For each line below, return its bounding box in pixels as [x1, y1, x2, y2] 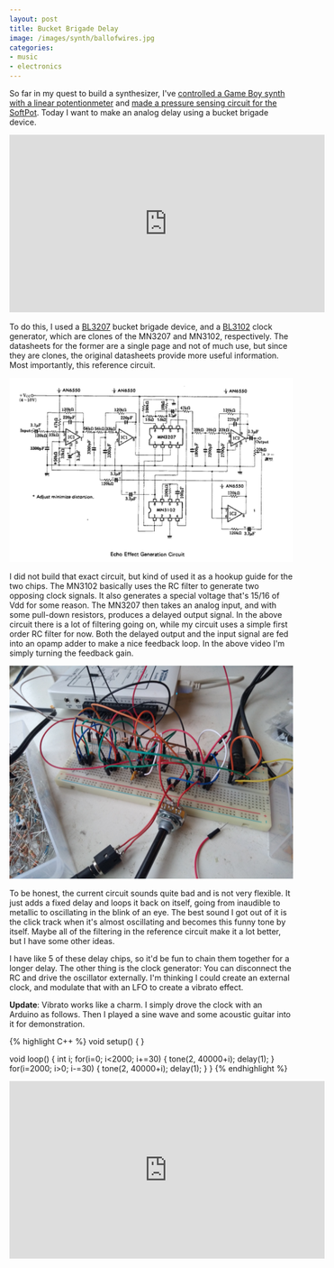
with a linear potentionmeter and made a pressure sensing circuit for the [9, 97, 277, 108]
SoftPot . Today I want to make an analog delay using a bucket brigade [9, 107, 269, 117]
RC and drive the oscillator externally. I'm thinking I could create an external [9, 972, 290, 983]
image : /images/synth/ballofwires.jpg [9, 33, 155, 42]
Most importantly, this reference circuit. [9, 360, 156, 370]
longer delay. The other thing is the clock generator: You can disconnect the [9, 963, 292, 974]
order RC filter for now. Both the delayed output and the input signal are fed [9, 629, 289, 639]
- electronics [9, 62, 63, 71]
